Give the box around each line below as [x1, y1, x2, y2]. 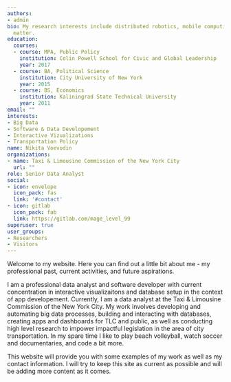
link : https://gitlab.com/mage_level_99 [13, 215, 131, 222]
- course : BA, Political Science [13, 68, 109, 74]
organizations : [7, 151, 51, 159]
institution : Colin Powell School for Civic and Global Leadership [19, 55, 217, 62]
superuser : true [7, 221, 54, 228]
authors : [7, 10, 32, 17]
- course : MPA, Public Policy [13, 49, 100, 56]
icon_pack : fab [13, 209, 57, 216]
